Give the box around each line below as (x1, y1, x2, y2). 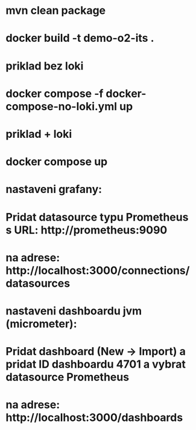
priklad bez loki (5, 59, 84, 73)
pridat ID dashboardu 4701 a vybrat (5, 357, 186, 371)
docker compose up (5, 155, 108, 169)
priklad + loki (5, 127, 72, 141)
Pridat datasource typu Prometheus (5, 210, 189, 224)
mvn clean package (5, 4, 106, 18)
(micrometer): (5, 317, 77, 330)
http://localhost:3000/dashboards (5, 411, 183, 425)
